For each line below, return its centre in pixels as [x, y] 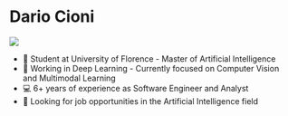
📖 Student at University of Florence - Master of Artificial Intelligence [149, 58]
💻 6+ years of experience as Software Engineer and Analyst [135, 88]
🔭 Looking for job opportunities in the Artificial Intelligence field [140, 101]
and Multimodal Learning [69, 78]
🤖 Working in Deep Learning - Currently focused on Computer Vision [151, 68]
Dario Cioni [52, 17]
